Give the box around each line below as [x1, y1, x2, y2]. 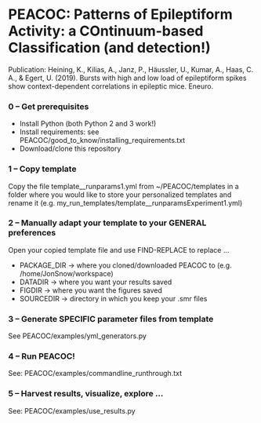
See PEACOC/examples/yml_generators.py [8, 331, 147, 341]
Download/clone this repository [19, 144, 121, 154]
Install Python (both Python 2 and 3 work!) [19, 119, 157, 129]
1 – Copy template [8, 163, 77, 174]
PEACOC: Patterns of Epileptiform [8, 5, 233, 24]
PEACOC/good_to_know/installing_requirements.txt [19, 136, 186, 145]
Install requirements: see [19, 127, 100, 137]
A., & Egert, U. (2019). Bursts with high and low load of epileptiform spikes [8, 73, 247, 82]
